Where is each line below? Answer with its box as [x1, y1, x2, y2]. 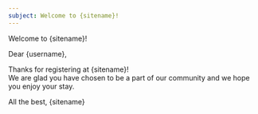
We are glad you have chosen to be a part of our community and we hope [8, 73, 250, 82]
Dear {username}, [8, 49, 68, 58]
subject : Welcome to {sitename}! [8, 11, 119, 20]
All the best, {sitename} [8, 96, 85, 106]
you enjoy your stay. [8, 81, 75, 91]
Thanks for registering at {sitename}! [8, 65, 129, 74]
